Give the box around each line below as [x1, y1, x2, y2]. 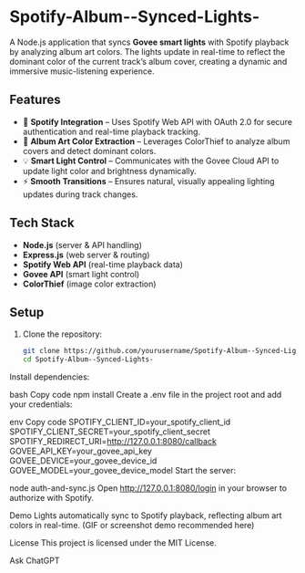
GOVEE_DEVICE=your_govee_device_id [9, 455, 158, 466]
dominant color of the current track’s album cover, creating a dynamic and [9, 56, 288, 67]
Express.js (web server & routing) [22, 249, 150, 260]
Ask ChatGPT [9, 555, 61, 567]
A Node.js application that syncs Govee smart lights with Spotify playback [9, 36, 290, 47]
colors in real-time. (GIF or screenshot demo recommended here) [9, 520, 255, 531]
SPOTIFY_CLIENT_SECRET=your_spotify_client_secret [9, 426, 211, 437]
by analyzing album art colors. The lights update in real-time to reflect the [9, 46, 286, 57]
